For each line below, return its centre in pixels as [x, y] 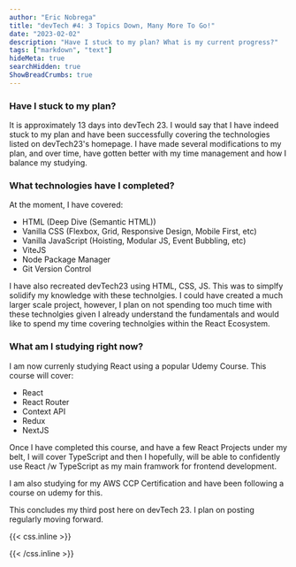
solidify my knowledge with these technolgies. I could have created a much [146, 295]
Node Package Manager [66, 260]
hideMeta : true [37, 58]
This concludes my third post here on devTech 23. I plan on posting [132, 510]
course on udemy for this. [56, 493]
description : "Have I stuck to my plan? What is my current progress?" [144, 42]
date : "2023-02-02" [45, 34]
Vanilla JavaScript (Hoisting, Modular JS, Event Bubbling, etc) [134, 241]
